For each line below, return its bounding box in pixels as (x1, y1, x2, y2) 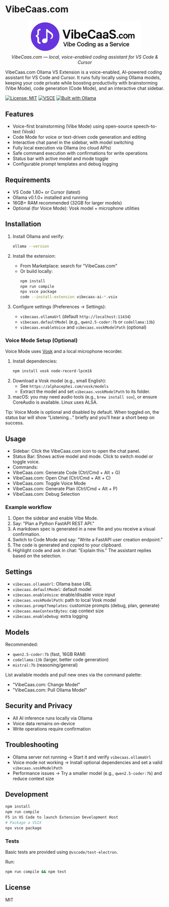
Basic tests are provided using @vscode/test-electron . (5, 849, 118, 855)
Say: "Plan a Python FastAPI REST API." (12, 521, 95, 527)
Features (5, 110, 34, 119)
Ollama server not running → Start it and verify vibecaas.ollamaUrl (12, 754, 151, 760)
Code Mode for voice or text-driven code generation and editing (12, 134, 146, 140)
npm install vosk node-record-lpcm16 (12, 369, 92, 374)
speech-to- (133, 123, 157, 130)
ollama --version (12, 244, 49, 249)
